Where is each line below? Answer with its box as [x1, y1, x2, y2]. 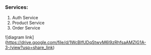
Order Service [12, 25, 40, 31]
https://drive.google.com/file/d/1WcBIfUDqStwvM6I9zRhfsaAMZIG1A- [6, 40, 147, 45]
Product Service [12, 20, 45, 26]
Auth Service [12, 15, 38, 21]
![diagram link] [5, 34, 34, 40]
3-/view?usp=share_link [5, 45, 53, 51]
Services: [5, 4, 28, 11]
